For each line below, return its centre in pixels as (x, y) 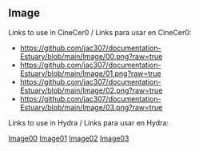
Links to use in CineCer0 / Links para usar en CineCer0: (100, 32)
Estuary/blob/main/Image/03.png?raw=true (91, 107)
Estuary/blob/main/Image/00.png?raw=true (91, 56)
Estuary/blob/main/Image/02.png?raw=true (91, 90)
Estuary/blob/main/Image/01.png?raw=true (90, 73)
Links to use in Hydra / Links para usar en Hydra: (89, 122)
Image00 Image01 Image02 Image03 (69, 138)
